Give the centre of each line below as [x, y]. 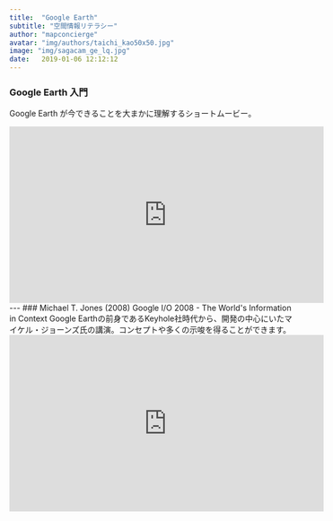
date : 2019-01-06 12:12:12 [64, 59]
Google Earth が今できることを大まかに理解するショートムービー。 [133, 114]
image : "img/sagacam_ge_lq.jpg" [70, 51]
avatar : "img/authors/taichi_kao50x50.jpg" [92, 43]
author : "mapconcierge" [54, 34]
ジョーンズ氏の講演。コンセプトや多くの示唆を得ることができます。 [166, 330]
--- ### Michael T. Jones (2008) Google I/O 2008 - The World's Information [150, 308]
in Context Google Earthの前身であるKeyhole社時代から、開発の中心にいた [147, 318]
